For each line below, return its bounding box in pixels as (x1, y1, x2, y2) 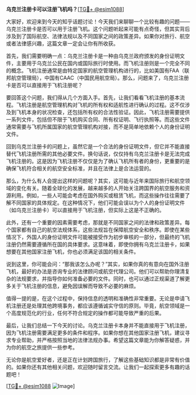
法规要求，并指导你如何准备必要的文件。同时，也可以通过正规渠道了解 (16, 275, 185, 282)
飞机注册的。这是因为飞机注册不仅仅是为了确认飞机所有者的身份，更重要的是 (6, 158, 190, 164)
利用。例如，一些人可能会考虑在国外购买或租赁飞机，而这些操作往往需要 (10, 192, 185, 199)
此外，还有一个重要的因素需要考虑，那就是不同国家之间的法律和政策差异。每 (6, 219, 190, 226)
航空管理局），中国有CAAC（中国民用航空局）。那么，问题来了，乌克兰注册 (10, 74, 190, 81)
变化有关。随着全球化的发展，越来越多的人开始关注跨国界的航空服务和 (16, 185, 185, 192)
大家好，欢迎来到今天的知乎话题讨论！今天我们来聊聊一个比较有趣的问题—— (6, 18, 190, 25)
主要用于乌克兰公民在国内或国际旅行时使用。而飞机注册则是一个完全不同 (16, 60, 190, 67)
